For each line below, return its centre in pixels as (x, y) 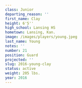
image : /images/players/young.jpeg (41, 37)
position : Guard (21, 55)
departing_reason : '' (27, 14)
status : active (20, 69)
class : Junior (20, 10)
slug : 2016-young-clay (28, 64)
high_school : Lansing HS (30, 28)
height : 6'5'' (20, 23)
